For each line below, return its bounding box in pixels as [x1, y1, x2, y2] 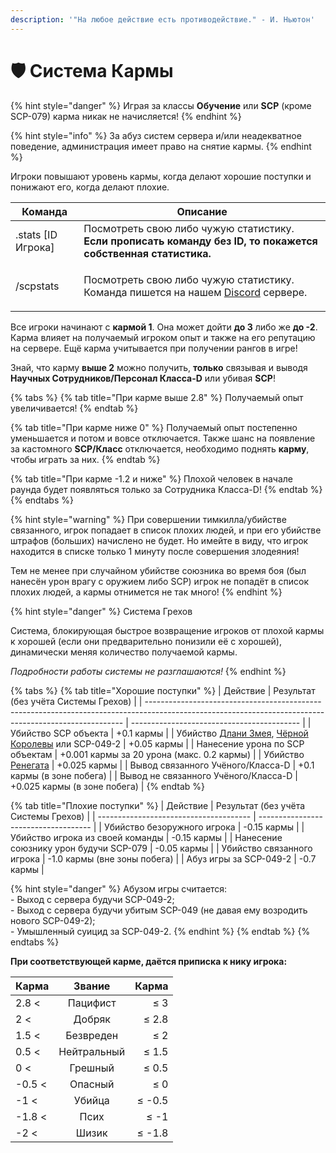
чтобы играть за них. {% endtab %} [10, 453, 161, 465]
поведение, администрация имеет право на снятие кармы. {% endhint [10, 140, 312, 152]
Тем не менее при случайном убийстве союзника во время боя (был [10, 564, 307, 576]
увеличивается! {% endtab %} [10, 402, 139, 414]
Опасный [69, 1077, 115, 1091]
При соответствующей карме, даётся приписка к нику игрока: [10, 955, 288, 967]
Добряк [73, 1012, 111, 1026]
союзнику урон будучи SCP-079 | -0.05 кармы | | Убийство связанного [10, 842, 313, 854]
